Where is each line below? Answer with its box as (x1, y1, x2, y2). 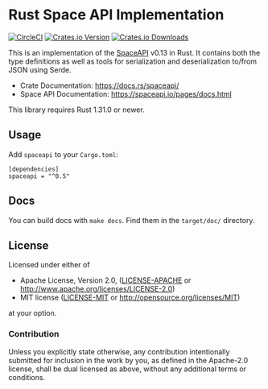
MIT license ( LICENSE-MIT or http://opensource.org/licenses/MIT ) (19, 292, 241, 303)
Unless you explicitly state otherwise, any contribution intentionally (8, 346, 230, 356)
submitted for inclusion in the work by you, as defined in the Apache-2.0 (8, 355, 248, 365)
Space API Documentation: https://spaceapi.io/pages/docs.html (19, 89, 232, 98)
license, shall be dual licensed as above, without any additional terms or (8, 364, 247, 374)
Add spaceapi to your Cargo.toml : (8, 149, 118, 159)
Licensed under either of (8, 260, 90, 270)
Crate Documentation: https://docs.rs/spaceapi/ (19, 81, 179, 90)
